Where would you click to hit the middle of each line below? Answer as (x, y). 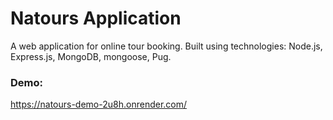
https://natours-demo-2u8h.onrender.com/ (99, 104)
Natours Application (96, 18)
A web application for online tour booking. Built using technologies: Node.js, (166, 46)
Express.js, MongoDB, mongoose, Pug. (91, 56)
